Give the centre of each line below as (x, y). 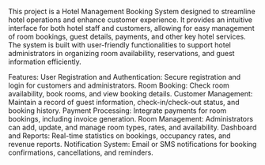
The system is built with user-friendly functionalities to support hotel (119, 45)
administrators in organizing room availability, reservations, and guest (121, 53)
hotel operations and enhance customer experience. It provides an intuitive (131, 20)
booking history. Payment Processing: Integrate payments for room (117, 111)
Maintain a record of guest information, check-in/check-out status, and (124, 102)
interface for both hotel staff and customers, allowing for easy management (131, 28)
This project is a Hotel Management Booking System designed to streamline (132, 11)
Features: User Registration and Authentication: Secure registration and (125, 77)
